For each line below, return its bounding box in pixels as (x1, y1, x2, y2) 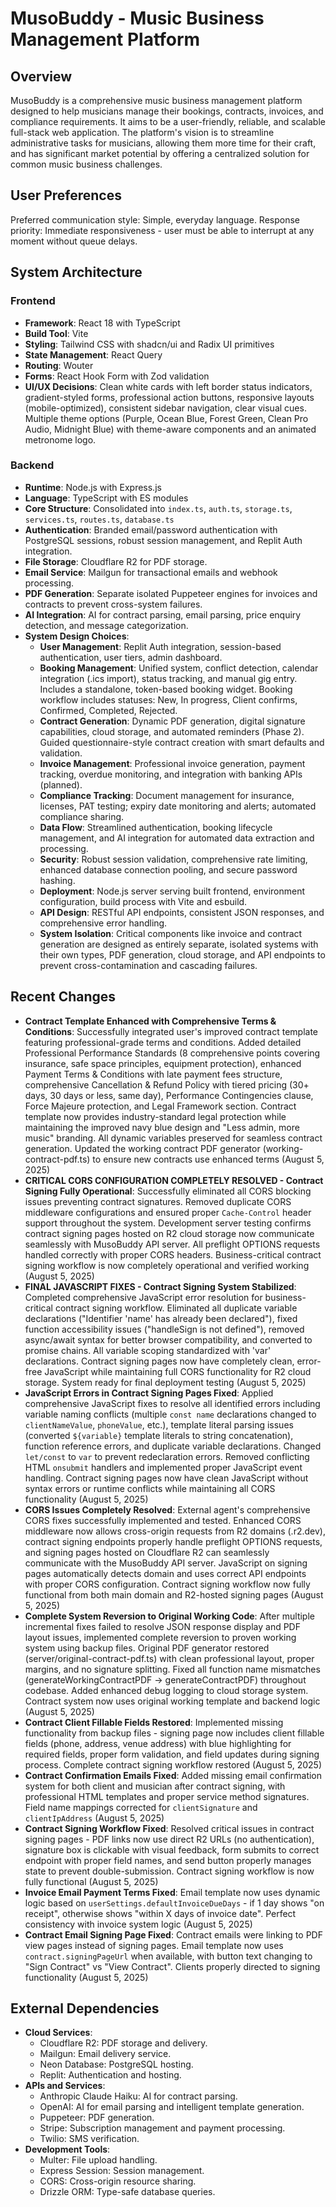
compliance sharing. (39, 810, 125, 822)
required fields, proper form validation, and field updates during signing (24, 1748, 320, 1760)
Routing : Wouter (24, 359, 94, 371)
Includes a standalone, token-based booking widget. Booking (39, 683, 293, 695)
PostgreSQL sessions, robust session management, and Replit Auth (24, 534, 303, 546)
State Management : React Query (24, 348, 163, 361)
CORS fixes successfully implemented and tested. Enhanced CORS (24, 1514, 302, 1526)
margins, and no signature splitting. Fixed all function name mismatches (24, 1663, 321, 1675)
